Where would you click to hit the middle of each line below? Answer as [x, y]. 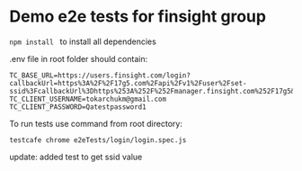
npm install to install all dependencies [83, 41]
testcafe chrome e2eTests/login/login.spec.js [98, 140]
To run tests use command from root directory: [96, 123]
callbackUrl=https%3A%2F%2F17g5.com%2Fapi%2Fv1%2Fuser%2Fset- [128, 83]
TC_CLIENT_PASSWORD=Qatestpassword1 [78, 107]
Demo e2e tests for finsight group [138, 17]
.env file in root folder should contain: [79, 58]
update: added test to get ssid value [76, 157]
